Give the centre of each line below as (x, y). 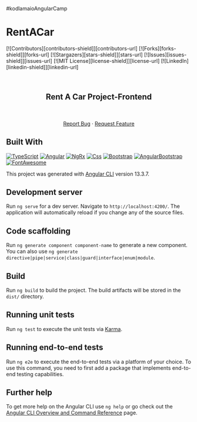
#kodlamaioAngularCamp (37, 9)
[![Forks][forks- (158, 48)
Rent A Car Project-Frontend (99, 97)
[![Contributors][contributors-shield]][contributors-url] (72, 48)
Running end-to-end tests (55, 348)
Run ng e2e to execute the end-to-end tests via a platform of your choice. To (99, 362)
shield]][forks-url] (28, 55)
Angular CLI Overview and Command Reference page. (72, 413)
